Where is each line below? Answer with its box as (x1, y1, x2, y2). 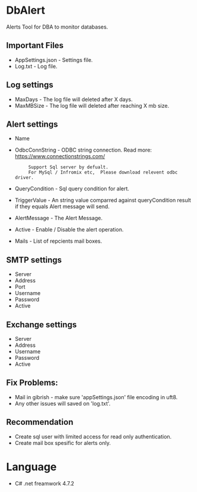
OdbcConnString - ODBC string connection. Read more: (14, 146, 152, 153)
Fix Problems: (6, 378, 58, 388)
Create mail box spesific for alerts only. (14, 439, 111, 446)
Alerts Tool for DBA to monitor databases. (6, 23, 108, 30)
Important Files (6, 40, 64, 51)
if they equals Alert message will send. (14, 203, 110, 210)
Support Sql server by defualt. (28, 164, 109, 170)
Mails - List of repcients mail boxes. (14, 237, 102, 245)
